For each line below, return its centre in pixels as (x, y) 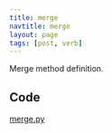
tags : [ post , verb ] (46, 43)
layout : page (34, 34)
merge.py (27, 119)
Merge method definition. (56, 69)
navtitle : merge (40, 26)
